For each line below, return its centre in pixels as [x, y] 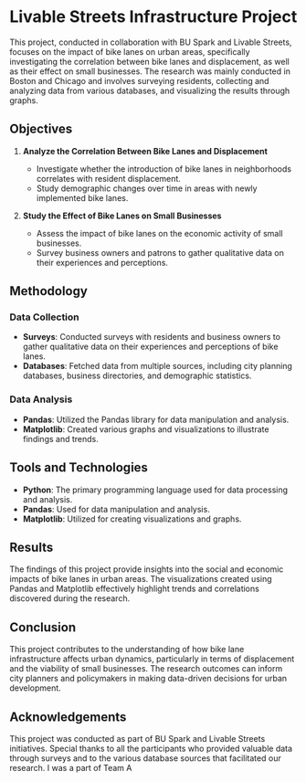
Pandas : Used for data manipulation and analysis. [116, 509]
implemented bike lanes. [82, 197]
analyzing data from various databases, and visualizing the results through [150, 90]
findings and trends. [60, 439]
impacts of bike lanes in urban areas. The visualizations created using [141, 579]
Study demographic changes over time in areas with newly [147, 188]
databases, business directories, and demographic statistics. [137, 375]
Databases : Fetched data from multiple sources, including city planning [157, 366]
